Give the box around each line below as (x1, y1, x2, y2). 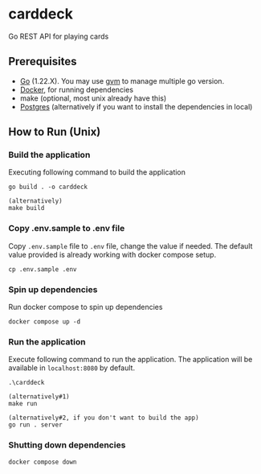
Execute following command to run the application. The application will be (8, 355, 253, 365)
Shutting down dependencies (8, 439, 126, 451)
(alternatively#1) (8, 393, 70, 401)
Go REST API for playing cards (8, 31, 109, 41)
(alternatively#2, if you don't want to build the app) (8, 414, 199, 422)
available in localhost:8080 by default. (8, 363, 135, 373)
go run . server (8, 421, 63, 429)
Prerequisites (8, 55, 77, 68)
